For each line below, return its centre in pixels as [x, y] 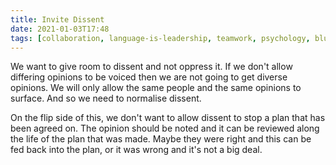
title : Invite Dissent [57, 19]
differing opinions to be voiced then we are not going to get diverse [149, 77]
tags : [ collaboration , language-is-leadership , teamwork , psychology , [160, 38]
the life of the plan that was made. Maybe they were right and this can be [161, 139]
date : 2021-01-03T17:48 [60, 29]
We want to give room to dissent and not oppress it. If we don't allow [151, 67]
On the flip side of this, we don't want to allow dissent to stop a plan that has [168, 118]
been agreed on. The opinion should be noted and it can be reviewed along [165, 128]
